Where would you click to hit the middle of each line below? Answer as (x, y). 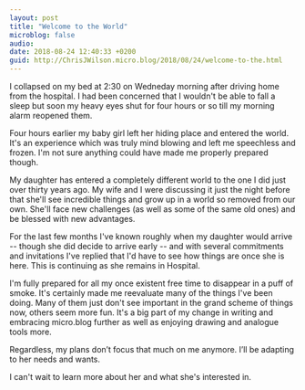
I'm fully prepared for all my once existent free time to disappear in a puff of (152, 283)
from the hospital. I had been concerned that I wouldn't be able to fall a (142, 96)
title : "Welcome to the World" (69, 26)
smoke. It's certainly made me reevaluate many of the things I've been (141, 293)
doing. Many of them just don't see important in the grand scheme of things (152, 303)
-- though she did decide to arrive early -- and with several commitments (147, 246)
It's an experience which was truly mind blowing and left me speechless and (152, 143)
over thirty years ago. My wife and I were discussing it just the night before (150, 190)
